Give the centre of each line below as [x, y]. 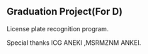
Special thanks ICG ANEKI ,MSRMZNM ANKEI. [74, 43]
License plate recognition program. [58, 28]
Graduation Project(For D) [65, 12]
